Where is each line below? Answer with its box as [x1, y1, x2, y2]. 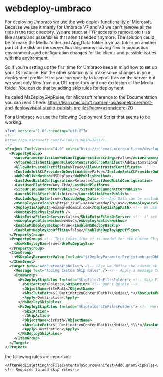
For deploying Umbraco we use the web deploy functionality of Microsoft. [5, 19, 153, 25]
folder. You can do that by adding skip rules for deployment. [5, 85, 125, 91]
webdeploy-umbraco [5, 3, 92, 14]
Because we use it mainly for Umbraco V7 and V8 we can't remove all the [5, 24, 152, 30]
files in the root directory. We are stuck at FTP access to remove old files [5, 29, 150, 35]
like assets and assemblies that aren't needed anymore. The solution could [5, 34, 155, 40]
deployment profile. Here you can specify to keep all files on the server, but [5, 75, 156, 80]
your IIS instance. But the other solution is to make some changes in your [5, 69, 151, 75]
